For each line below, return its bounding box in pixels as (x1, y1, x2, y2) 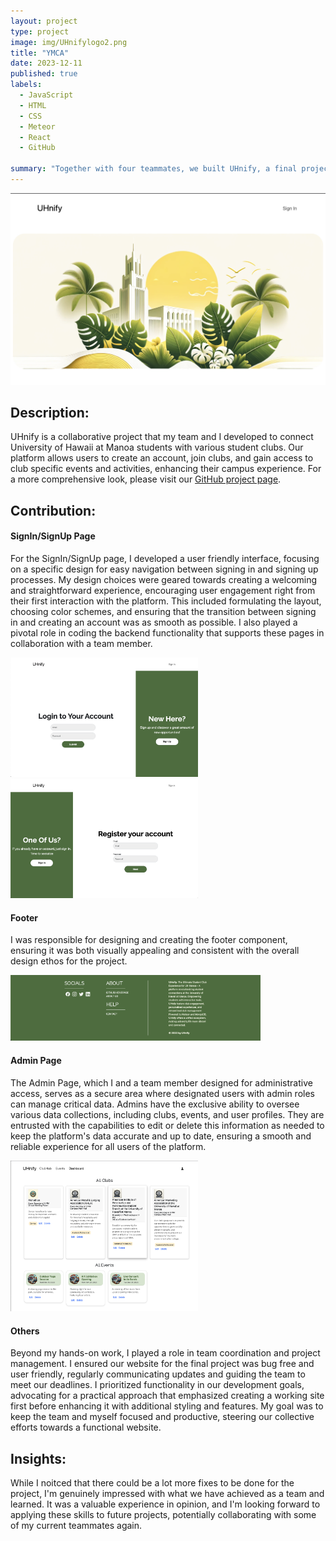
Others (10, 1325, 40, 1337)
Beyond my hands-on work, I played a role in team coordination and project (10, 1347, 321, 1359)
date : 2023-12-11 (10, 58, 83, 69)
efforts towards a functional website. (10, 1421, 162, 1434)
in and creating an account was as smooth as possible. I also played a (10, 616, 298, 628)
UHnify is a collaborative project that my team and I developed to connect (10, 431, 314, 443)
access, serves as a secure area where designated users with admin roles (10, 1087, 315, 1099)
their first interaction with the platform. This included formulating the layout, (10, 595, 322, 607)
